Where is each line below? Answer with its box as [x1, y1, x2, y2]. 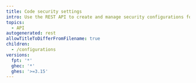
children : [6, 41, 30, 47]
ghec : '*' [11, 63, 35, 69]
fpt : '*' [11, 57, 33, 63]
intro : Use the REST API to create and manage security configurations [6, 14, 184, 20]
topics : [6, 19, 25, 25]
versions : [6, 52, 30, 58]
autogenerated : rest [6, 30, 57, 36]
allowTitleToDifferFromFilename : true [6, 36, 100, 41]
